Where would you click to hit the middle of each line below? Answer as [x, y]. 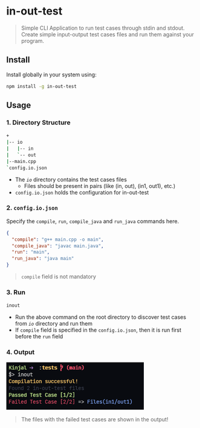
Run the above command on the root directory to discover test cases [100, 317]
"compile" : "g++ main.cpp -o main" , [58, 239]
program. [32, 41]
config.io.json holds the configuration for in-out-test [82, 192]
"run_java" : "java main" [43, 259]
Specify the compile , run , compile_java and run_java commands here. [93, 221]
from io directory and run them [53, 324]
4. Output [21, 352]
